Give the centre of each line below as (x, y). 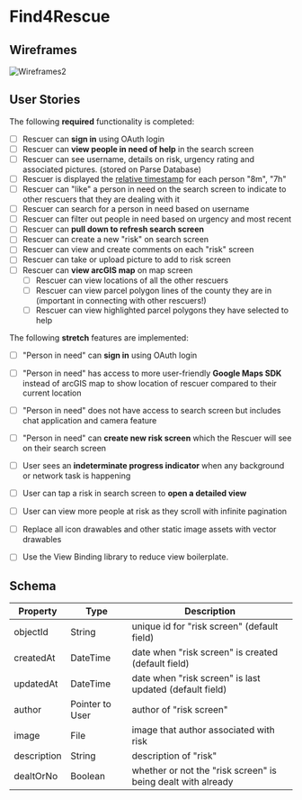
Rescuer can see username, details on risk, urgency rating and (138, 159)
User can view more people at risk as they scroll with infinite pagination (155, 512)
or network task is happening (76, 476)
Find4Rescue (60, 17)
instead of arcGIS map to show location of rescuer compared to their (149, 383)
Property (38, 612)
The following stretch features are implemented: (99, 337)
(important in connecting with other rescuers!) (121, 300)
